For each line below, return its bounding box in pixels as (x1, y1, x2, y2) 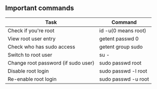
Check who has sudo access (7, 43, 75, 50)
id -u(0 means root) (99, 27, 146, 34)
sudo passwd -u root (99, 76, 149, 83)
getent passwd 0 (99, 35, 139, 42)
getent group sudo (99, 43, 143, 50)
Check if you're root (7, 27, 54, 34)
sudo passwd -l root (99, 67, 147, 74)
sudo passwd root (99, 59, 141, 66)
